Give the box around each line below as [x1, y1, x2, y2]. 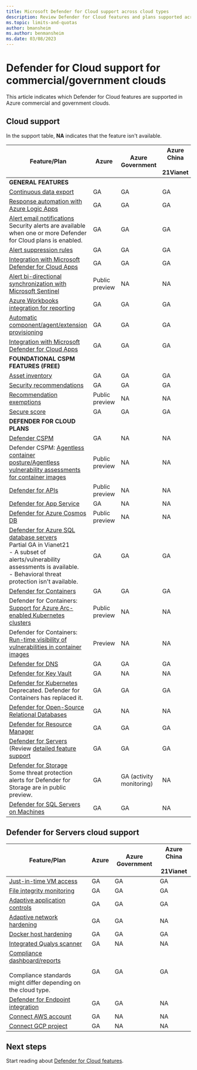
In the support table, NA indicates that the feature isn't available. [6, 132, 162, 139]
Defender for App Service [9, 499, 80, 508]
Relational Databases [9, 710, 67, 718]
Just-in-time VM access [9, 877, 78, 885]
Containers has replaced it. [9, 694, 83, 702]
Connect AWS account [9, 1012, 72, 1021]
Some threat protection [9, 768, 73, 776]
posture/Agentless [9, 458, 60, 466]
